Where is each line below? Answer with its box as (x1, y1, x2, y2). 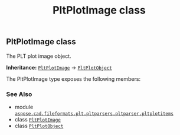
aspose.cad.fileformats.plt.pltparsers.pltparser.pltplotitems (14, 110, 174, 117)
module (14, 103, 34, 110)
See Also (6, 90, 32, 98)
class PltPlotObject (14, 122, 64, 129)
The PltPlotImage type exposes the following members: (6, 75, 140, 83)
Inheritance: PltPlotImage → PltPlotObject (6, 64, 112, 71)
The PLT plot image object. (6, 52, 72, 60)
